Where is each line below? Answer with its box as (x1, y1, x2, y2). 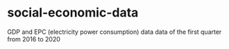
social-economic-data (7, 5, 139, 21)
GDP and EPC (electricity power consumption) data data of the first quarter (7, 28, 222, 36)
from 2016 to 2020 (7, 35, 61, 43)
